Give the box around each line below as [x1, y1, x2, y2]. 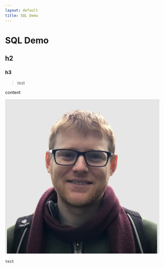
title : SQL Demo [5, 13, 38, 18]
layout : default [5, 8, 38, 13]
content [5, 90, 21, 96]
